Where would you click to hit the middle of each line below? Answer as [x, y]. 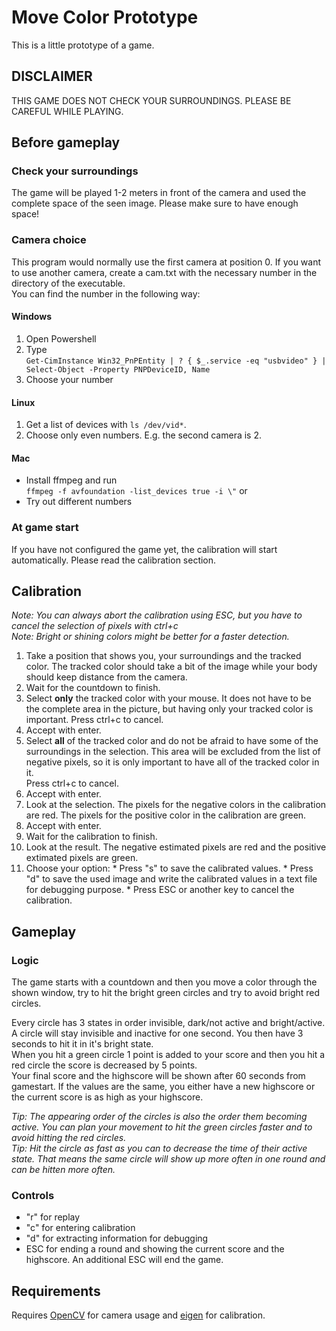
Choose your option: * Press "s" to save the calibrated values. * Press [169, 868]
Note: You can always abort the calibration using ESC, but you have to [157, 615]
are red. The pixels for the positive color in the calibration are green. [166, 815]
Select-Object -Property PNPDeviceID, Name [118, 369]
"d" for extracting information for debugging [117, 1238]
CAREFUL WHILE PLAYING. [67, 111]
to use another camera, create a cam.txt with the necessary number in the [164, 272]
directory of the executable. [68, 283]
